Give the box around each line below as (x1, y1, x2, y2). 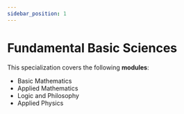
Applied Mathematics (17, 84, 78, 92)
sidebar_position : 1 (7, 10, 67, 17)
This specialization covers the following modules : (7, 63, 149, 72)
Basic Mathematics (17, 76, 72, 85)
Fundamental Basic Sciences (7, 40, 178, 56)
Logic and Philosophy (17, 91, 80, 99)
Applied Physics (17, 99, 64, 107)
